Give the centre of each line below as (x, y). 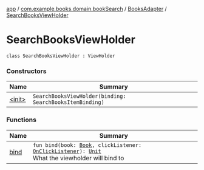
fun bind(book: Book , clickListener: (87, 145)
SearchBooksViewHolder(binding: (79, 96)
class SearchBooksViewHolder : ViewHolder (61, 56)
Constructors (26, 71)
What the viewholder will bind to (78, 158)
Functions (21, 120)
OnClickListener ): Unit (67, 151)
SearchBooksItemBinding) (68, 102)
